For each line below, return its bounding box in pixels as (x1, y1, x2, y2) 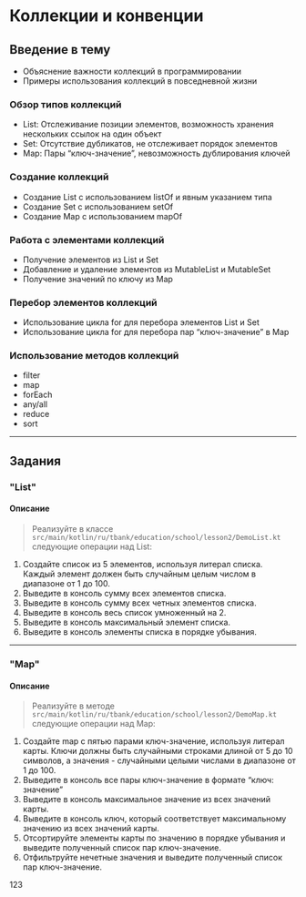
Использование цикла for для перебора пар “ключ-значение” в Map (22, 327, 290, 338)
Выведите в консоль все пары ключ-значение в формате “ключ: (22, 775, 275, 786)
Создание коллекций (9, 170, 109, 183)
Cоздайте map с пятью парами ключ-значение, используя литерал (22, 736, 285, 747)
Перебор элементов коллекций (9, 296, 158, 309)
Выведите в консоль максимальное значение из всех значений (22, 794, 271, 805)
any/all (22, 399, 48, 410)
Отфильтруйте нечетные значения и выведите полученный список (22, 852, 283, 863)
